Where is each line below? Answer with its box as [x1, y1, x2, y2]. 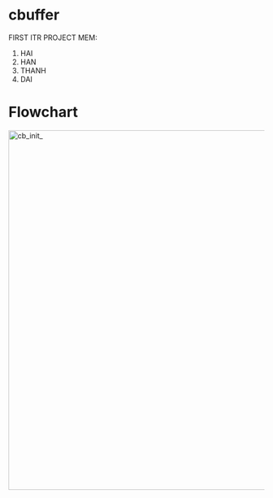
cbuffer [8, 6, 60, 24]
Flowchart [8, 103, 79, 121]
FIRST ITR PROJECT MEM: [8, 33, 97, 42]
